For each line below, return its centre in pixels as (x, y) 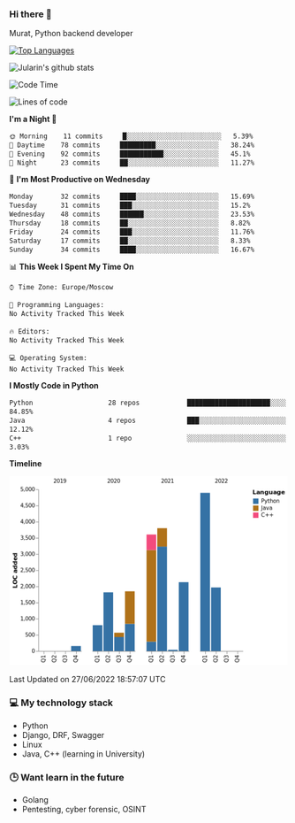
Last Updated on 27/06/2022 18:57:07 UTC (87, 680)
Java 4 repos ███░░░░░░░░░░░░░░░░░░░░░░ (148, 421)
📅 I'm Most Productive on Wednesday (79, 180)
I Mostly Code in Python (54, 386)
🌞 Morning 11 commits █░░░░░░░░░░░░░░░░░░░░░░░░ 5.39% (131, 136)
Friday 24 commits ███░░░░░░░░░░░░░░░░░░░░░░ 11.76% (132, 232)
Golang (35, 800)
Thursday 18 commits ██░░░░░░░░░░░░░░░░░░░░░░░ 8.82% (130, 223)
